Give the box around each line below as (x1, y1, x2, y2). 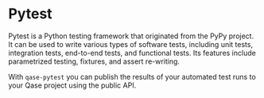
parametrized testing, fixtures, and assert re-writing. (8, 57, 181, 66)
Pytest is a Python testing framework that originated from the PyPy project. (8, 31, 254, 41)
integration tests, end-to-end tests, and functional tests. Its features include (8, 48, 256, 57)
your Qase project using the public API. (8, 80, 137, 90)
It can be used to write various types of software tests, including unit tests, (8, 39, 253, 49)
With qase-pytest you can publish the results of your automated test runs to (8, 72, 256, 81)
